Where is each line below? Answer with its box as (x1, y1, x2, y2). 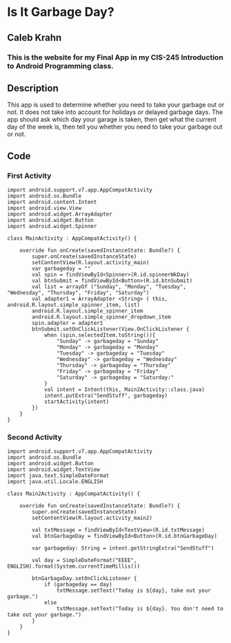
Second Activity (7, 432, 62, 442)
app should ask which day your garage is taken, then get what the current (7, 115, 217, 124)
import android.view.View (7, 205, 81, 212)
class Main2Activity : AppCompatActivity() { (7, 490, 140, 498)
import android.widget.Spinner (7, 223, 97, 230)
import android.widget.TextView (7, 466, 100, 474)
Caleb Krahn (7, 32, 62, 44)
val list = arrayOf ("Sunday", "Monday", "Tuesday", (32, 283, 187, 290)
